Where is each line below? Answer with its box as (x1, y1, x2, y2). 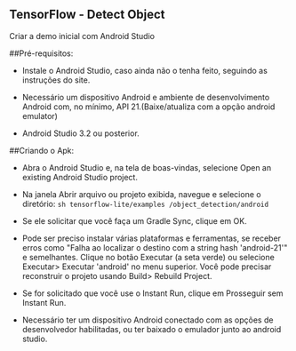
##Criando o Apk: (9, 145, 75, 156)
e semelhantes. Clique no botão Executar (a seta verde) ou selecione (21, 251, 276, 262)
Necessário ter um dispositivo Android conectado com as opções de (21, 315, 274, 325)
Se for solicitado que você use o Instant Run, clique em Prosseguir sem (21, 288, 284, 299)
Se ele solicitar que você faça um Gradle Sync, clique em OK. (21, 215, 247, 226)
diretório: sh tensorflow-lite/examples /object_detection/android (21, 198, 269, 209)
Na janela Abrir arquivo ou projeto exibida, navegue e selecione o (21, 188, 261, 199)
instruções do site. (21, 75, 91, 85)
